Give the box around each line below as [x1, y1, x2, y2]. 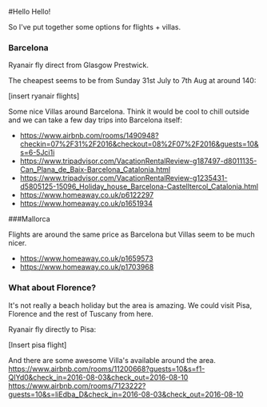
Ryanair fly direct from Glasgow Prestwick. [8, 60, 149, 70]
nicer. [8, 238, 27, 248]
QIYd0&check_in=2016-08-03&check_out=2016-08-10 [8, 372, 189, 382]
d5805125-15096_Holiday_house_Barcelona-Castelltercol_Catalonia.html [19, 182, 259, 191]
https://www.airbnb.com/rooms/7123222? [8, 381, 146, 390]
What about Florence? [8, 282, 97, 293]
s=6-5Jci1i [19, 148, 55, 158]
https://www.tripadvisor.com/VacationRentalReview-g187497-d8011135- [19, 156, 257, 166]
